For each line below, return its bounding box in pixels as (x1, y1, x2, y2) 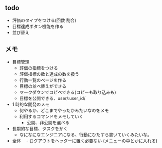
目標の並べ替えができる (19, 83, 67, 89)
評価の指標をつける (19, 65, 58, 71)
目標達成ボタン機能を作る (12, 23, 64, 29)
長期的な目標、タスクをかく (12, 126, 68, 132)
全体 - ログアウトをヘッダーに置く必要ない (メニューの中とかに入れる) (12, 138, 158, 144)
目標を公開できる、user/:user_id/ (19, 95, 86, 101)
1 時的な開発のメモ (12, 101, 50, 107)
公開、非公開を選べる (26, 119, 70, 125)
